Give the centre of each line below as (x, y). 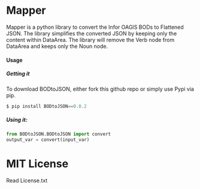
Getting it (18, 74)
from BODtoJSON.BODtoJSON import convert (59, 134)
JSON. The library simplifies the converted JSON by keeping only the (92, 33)
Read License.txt (27, 181)
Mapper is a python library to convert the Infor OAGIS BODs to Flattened (95, 27)
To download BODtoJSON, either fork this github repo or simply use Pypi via (100, 89)
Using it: (17, 119)
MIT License (37, 164)
